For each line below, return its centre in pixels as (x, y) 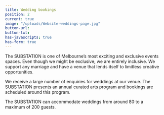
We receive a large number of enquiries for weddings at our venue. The (78, 81)
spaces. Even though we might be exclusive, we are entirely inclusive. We (80, 61)
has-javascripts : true (28, 38)
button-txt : (17, 33)
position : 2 (17, 14)
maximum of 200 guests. (30, 107)
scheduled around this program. (38, 92)
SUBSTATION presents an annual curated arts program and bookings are (79, 87)
